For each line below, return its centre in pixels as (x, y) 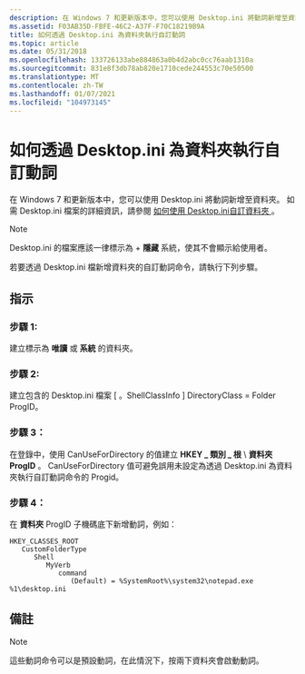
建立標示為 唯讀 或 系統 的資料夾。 (74, 348)
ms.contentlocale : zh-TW (56, 85)
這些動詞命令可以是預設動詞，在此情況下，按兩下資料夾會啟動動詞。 (137, 660)
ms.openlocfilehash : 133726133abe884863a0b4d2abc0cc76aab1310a (132, 60)
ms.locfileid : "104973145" (60, 102)
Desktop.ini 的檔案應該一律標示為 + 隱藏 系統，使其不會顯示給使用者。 (141, 248)
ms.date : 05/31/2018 (49, 52)
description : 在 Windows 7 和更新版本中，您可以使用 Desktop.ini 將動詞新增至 (149, 18)
